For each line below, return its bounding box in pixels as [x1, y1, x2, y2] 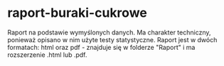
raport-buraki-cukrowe [7, 5, 147, 21]
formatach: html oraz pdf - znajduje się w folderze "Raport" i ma [7, 43, 196, 51]
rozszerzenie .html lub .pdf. [7, 51, 87, 59]
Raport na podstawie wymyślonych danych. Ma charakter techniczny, [7, 28, 211, 37]
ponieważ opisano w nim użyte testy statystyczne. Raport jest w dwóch [7, 35, 218, 44]
